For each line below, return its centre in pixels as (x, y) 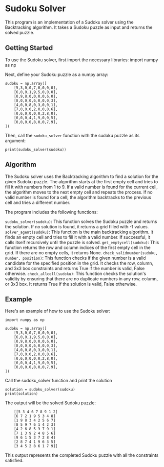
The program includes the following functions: (51, 212)
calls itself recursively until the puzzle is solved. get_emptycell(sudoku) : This (82, 242)
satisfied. (14, 461)
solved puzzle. (20, 32)
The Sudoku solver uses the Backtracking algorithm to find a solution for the (82, 176)
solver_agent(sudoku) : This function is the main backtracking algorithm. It (79, 232)
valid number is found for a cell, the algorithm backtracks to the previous (78, 197)
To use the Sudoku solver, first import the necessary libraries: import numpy (82, 60)
